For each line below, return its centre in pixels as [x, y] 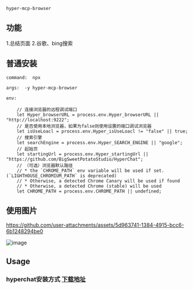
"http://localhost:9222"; [38, 120]
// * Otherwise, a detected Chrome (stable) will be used [89, 186]
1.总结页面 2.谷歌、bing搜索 [40, 43]
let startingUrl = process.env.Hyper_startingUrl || [83, 154]
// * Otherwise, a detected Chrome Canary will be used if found [99, 181]
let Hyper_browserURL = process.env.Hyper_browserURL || [88, 115]
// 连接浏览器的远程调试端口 [47, 109]
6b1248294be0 [25, 231]
